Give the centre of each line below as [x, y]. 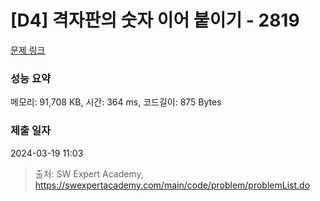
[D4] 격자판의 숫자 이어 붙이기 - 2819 [155, 20]
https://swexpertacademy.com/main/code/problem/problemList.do [172, 185]
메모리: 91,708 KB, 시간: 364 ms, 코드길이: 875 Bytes [116, 102]
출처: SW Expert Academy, [89, 173]
